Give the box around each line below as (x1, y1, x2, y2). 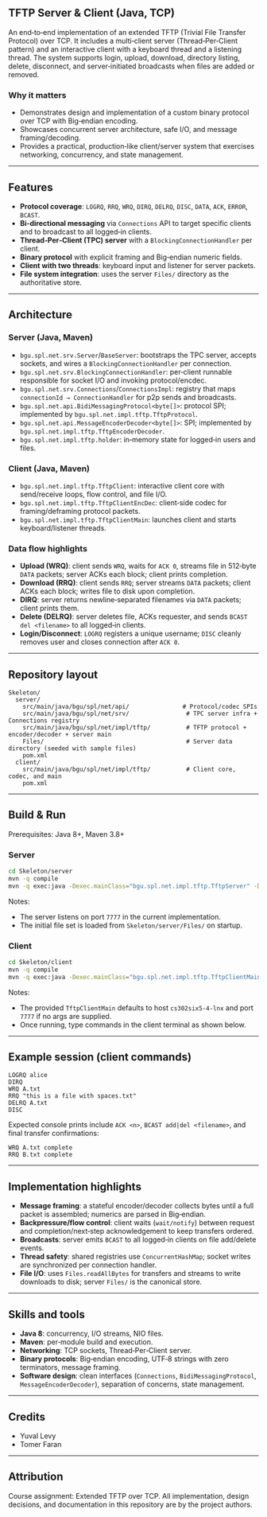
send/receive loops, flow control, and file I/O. (19, 489, 168, 499)
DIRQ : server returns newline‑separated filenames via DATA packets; (19, 595, 242, 605)
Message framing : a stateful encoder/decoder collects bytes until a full (19, 1201, 254, 1211)
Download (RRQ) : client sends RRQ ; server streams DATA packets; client (19, 578, 251, 588)
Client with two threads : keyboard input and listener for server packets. (19, 260, 256, 270)
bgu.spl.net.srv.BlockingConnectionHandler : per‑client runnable (19, 367, 233, 376)
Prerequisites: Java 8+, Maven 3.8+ (8, 829, 125, 838)
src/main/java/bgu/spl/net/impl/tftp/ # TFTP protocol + (22, 724, 247, 732)
